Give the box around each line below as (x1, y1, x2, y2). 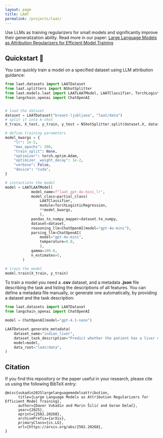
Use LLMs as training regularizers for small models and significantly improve (5, 30, 158, 36)
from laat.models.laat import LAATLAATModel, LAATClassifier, (5, 91, 133, 96)
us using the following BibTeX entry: (5, 381, 77, 387)
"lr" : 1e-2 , (14, 139, 38, 144)
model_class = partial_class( (31, 194, 88, 199)
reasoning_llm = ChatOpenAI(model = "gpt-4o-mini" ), (31, 225, 131, 231)
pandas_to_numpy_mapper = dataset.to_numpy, (31, 217, 118, 221)
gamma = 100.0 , (31, 248, 57, 254)
